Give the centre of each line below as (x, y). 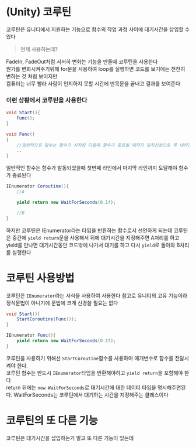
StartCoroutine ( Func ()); (47, 319)
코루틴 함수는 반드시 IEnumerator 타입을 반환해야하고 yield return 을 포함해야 (94, 373)
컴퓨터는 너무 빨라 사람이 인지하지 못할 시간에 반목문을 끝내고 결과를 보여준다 (93, 83)
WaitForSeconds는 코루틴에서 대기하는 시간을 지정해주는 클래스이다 (91, 395)
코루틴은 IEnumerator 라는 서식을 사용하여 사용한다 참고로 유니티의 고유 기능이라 (97, 295)
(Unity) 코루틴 (39, 12)
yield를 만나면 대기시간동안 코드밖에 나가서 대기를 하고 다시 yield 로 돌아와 (91, 245)
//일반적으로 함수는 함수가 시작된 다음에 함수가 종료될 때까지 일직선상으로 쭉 (97, 145)
